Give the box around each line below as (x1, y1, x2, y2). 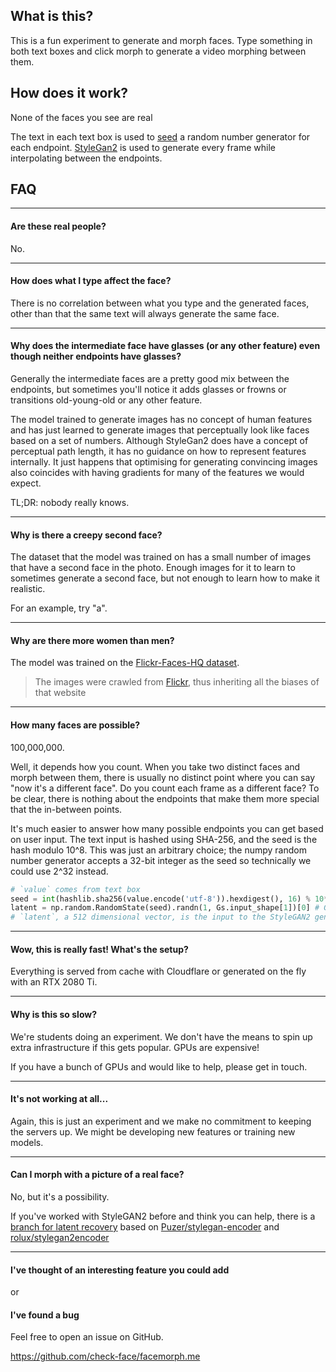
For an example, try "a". (10, 602, 108, 614)
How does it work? (10, 85, 129, 102)
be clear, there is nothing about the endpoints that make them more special (10, 792, 320, 804)
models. (10, 1136, 44, 1148)
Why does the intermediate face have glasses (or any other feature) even (10, 340, 321, 352)
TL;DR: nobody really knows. (10, 497, 130, 509)
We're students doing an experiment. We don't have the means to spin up (10, 1030, 313, 1043)
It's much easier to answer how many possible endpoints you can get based (10, 822, 324, 834)
